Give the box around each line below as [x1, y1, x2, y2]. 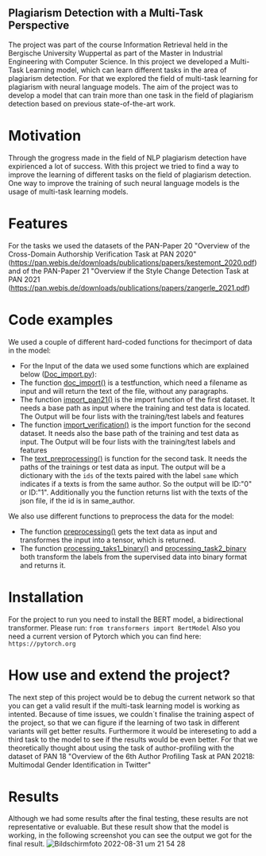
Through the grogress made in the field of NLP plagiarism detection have [8, 152, 247, 162]
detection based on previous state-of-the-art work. [8, 98, 176, 108]
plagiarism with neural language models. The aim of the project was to [8, 82, 238, 91]
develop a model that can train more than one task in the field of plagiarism [8, 91, 254, 100]
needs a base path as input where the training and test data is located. [19, 403, 251, 412]
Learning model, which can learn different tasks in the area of [25, 65, 228, 75]
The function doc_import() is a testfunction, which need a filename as [19, 377, 248, 388]
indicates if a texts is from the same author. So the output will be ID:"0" [19, 479, 253, 488]
